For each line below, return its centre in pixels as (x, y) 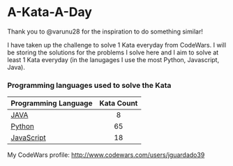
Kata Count (119, 103)
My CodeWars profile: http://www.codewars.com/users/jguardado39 (106, 155)
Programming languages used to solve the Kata (89, 85)
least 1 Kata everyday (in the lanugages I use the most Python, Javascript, (113, 59)
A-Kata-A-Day (50, 12)
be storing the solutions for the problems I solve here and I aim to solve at (113, 52)
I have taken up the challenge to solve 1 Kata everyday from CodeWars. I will (117, 45)
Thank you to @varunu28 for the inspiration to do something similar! (105, 31)
